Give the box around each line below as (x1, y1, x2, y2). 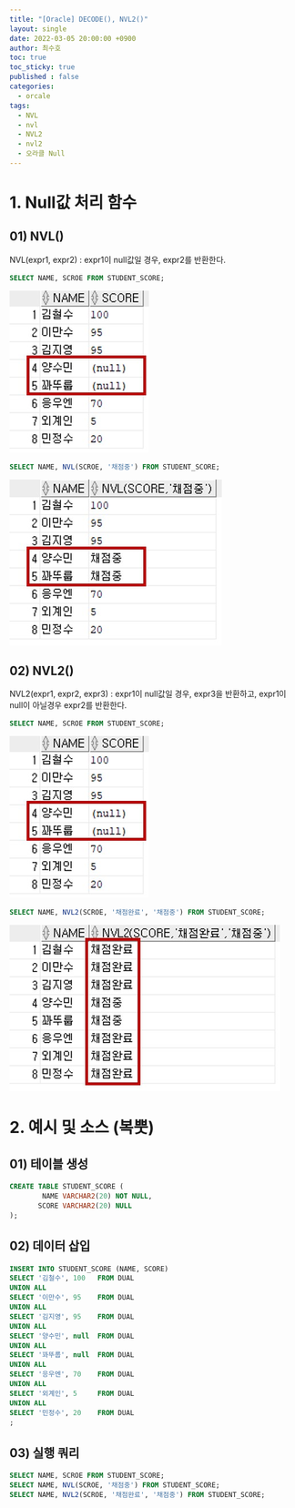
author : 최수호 (9, 44, 62, 53)
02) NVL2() (9, 663, 75, 679)
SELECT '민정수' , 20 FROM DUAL (9, 1408, 135, 1417)
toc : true (9, 53, 47, 63)
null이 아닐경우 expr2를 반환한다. (9, 700, 127, 711)
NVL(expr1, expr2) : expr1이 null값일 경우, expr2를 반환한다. (9, 254, 226, 265)
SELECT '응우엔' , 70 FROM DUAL (9, 1370, 135, 1379)
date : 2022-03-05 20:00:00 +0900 (9, 34, 137, 43)
